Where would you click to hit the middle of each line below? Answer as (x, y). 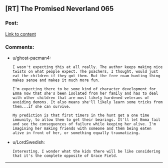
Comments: (20, 47)
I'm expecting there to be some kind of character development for (84, 89)
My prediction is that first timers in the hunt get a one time (81, 115)
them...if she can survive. (41, 106)
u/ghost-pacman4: (32, 58)
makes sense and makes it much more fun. (56, 80)
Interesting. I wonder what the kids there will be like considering (86, 151)
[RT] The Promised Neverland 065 (59, 9)
